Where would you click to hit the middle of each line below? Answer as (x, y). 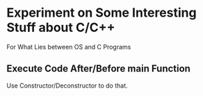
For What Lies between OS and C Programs (69, 47)
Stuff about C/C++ (61, 27)
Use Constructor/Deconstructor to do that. (67, 86)
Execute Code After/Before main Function (98, 69)
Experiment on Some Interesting (101, 13)
